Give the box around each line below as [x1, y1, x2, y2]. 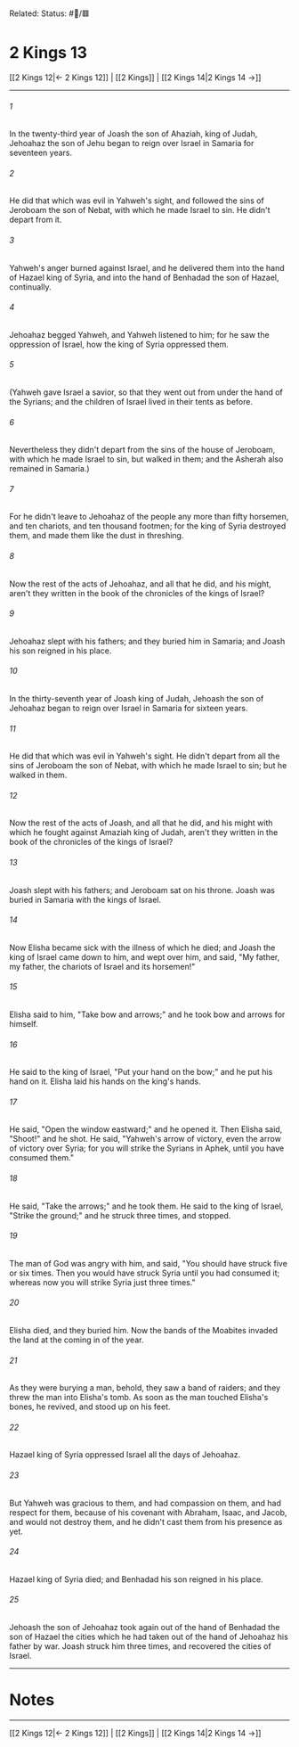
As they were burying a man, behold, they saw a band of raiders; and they [9, 1382, 281, 1393]
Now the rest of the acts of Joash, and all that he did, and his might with [9, 817, 273, 828]
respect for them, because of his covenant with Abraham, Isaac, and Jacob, [9, 1506, 287, 1518]
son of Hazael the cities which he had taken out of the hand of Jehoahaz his [9, 1631, 289, 1643]
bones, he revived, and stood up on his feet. [9, 1401, 171, 1412]
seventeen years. [9, 147, 73, 159]
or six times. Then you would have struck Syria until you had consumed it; [9, 1267, 280, 1278]
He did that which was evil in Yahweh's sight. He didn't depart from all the [9, 750, 280, 761]
